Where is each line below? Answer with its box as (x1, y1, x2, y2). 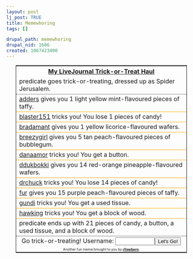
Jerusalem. (19, 84, 51, 93)
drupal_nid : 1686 (6, 42, 50, 48)
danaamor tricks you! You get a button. (19, 150, 129, 158)
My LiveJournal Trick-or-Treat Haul (48, 67, 155, 75)
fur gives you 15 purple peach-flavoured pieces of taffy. (19, 188, 180, 196)
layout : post (6, 8, 39, 15)
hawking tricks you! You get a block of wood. (19, 208, 147, 217)
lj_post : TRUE (6, 14, 42, 20)
